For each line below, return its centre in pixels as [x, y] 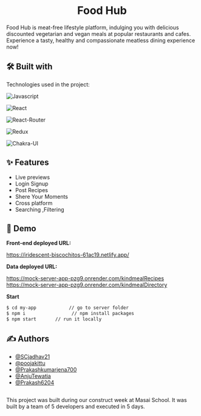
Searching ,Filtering [39, 209]
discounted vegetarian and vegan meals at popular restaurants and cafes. [99, 33]
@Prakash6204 [35, 382]
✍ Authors [28, 339]
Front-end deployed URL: [39, 243]
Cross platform [34, 203]
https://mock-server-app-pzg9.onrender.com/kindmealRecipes [85, 279]
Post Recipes [32, 190]
